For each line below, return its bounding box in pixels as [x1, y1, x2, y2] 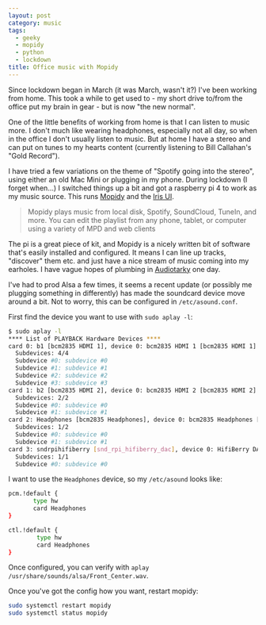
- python [15, 48, 44, 56]
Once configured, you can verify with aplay [8, 562, 150, 572]
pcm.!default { [8, 489, 59, 498]
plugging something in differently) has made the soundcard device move [8, 288, 245, 297]
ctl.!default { [8, 526, 59, 534]
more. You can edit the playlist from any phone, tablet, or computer [27, 215, 247, 224]
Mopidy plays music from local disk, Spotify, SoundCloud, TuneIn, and [27, 207, 257, 217]
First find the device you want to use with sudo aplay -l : [8, 312, 193, 321]
